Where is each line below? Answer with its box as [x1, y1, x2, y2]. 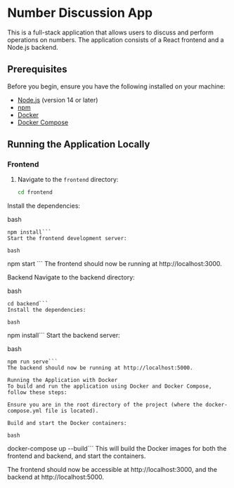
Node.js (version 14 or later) [17, 95, 98, 104]
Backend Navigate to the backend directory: [7, 273, 135, 282]
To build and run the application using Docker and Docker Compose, [7, 383, 212, 390]
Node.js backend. [7, 43, 58, 51]
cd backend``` [7, 301, 49, 308]
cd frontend [17, 189, 53, 196]
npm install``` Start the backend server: [7, 331, 121, 340]
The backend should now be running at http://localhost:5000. [7, 364, 193, 371]
